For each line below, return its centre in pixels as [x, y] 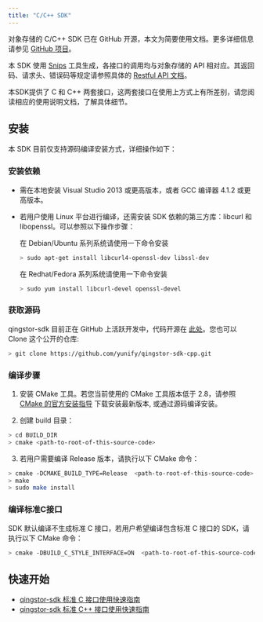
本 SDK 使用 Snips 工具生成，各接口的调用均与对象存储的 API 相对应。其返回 [131, 65]
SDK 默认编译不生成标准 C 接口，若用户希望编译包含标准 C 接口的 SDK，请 [129, 528]
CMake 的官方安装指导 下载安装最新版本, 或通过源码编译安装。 [120, 403]
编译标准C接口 [35, 510]
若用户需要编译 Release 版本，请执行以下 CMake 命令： [109, 458]
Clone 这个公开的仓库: [44, 338]
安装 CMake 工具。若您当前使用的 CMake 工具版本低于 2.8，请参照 [128, 393]
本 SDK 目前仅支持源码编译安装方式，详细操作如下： [93, 149]
